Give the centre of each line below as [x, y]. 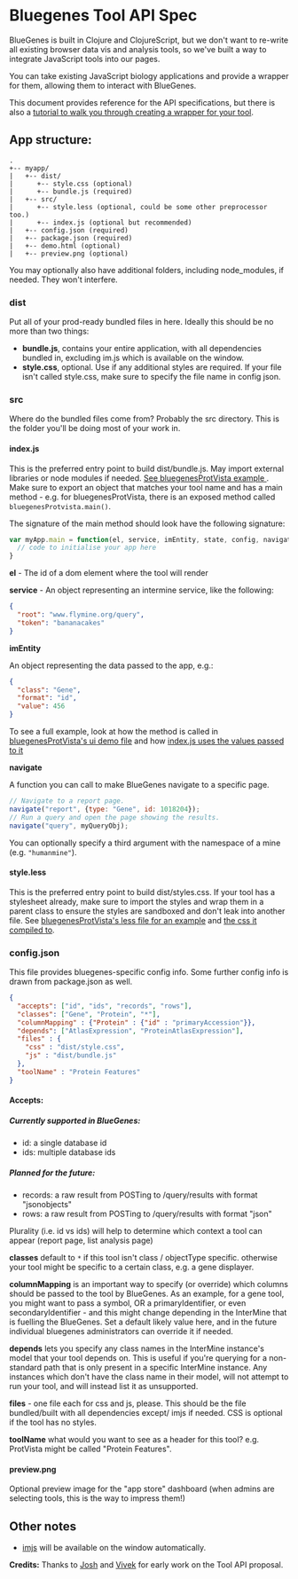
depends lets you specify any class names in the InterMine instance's [137, 1348]
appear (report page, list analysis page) [81, 1241]
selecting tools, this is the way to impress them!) [98, 1498]
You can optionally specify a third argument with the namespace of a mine [145, 843]
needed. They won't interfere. [63, 279]
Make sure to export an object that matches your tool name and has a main [146, 487]
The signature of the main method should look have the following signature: [147, 523]
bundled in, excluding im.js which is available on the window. [133, 358]
